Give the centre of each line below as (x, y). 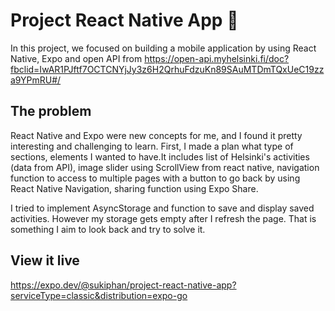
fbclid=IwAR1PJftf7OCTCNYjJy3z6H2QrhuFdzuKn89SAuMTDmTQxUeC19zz (167, 69)
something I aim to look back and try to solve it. (108, 229)
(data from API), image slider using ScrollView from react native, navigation (165, 167)
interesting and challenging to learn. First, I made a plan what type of (152, 146)
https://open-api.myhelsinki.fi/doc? (217, 58)
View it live (45, 260)
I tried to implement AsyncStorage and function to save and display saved (162, 208)
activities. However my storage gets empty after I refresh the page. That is (163, 218)
